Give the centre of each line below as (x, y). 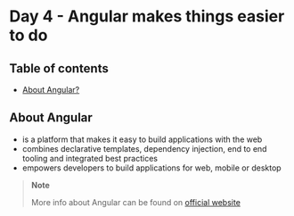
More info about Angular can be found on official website (135, 202)
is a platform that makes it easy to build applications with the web (142, 139)
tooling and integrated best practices (90, 158)
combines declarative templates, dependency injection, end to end (144, 148)
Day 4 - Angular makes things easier (147, 17)
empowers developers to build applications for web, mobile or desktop (152, 168)
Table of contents (59, 68)
